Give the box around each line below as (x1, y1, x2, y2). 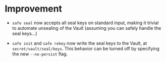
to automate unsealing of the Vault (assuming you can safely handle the (12, 25, 161, 31)
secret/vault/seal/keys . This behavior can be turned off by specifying (12, 45, 160, 51)
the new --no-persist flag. (12, 51, 68, 57)
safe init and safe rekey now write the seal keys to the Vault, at (12, 40, 147, 46)
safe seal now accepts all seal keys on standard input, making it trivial (12, 20, 159, 26)
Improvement (5, 3, 63, 15)
